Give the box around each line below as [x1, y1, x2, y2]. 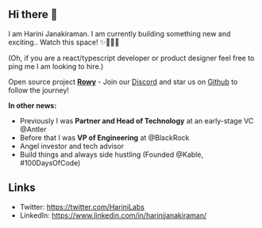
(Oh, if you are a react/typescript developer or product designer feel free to [8, 53, 255, 63]
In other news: [8, 101, 57, 110]
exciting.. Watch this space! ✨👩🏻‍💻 [8, 37, 120, 47]
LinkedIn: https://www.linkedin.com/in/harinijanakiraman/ [19, 211, 207, 220]
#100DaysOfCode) [19, 158, 81, 167]
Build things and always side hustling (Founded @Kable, [19, 150, 204, 159]
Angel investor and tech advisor [19, 141, 125, 150]
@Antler [19, 124, 47, 134]
